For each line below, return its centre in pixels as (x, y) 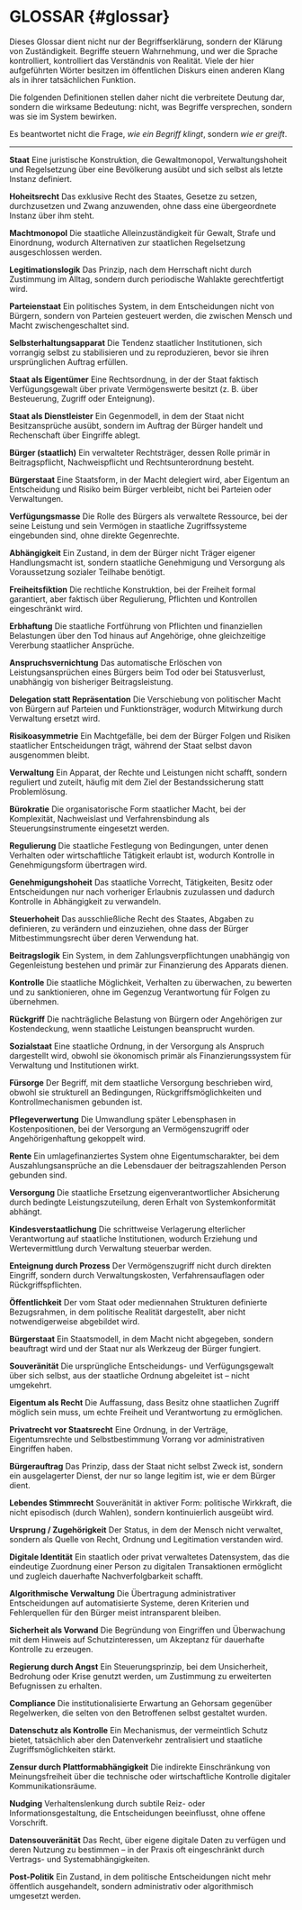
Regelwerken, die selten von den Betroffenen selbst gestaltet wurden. (138, 1713)
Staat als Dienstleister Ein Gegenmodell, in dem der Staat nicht (127, 415)
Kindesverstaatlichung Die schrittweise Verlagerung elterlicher (128, 1229)
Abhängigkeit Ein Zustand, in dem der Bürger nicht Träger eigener (133, 552)
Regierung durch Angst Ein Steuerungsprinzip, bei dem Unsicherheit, (138, 1666)
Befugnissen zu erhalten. (56, 1686)
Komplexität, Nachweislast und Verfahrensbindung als (109, 818)
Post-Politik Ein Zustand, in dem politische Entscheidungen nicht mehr (140, 1877)
